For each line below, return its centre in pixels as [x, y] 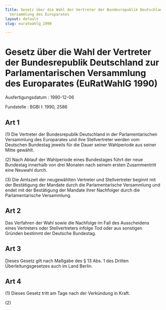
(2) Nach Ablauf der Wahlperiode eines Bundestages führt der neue [74, 159]
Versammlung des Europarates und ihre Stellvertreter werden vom [72, 139]
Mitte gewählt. [20, 150]
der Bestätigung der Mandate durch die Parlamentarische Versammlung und [83, 185]
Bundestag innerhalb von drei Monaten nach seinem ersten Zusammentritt [81, 165]
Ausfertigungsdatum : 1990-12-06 [40, 97]
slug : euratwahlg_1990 [28, 23]
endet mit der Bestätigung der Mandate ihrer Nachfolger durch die [72, 190]
